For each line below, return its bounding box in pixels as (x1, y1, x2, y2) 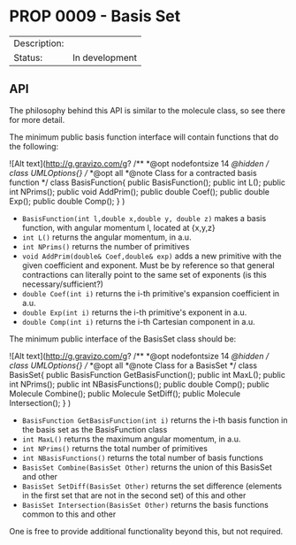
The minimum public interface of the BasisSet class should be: (9, 334, 237, 344)
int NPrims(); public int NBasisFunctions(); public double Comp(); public (9, 379, 269, 389)
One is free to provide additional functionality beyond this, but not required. (9, 526, 284, 536)
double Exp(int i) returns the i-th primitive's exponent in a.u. (21, 307, 247, 318)
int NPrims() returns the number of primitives (21, 241, 190, 251)
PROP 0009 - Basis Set (9, 6, 181, 27)
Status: (13, 51, 42, 64)
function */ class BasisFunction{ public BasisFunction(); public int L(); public (9, 177, 285, 188)
